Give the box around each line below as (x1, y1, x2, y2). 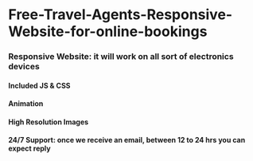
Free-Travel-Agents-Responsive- (8, 6, 233, 24)
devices (8, 61, 40, 73)
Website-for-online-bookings (8, 22, 208, 41)
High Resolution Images (8, 117, 89, 127)
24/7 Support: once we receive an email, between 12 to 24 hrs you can (8, 135, 246, 145)
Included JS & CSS (8, 80, 71, 90)
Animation (8, 99, 44, 108)
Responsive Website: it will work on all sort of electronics (8, 51, 234, 62)
